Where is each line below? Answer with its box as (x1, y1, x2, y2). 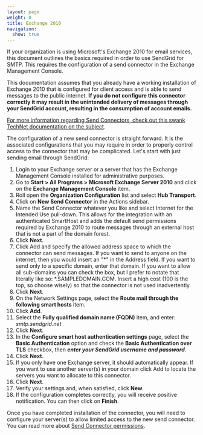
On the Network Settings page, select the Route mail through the (15, 294, 179, 302)
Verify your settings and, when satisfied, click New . (15, 385, 144, 392)
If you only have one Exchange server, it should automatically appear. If (15, 359, 194, 367)
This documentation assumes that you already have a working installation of (7, 79, 196, 87)
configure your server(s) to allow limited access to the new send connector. (7, 416, 195, 423)
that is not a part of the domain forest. (15, 230, 111, 237)
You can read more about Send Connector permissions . (7, 422, 146, 430)
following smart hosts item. (15, 301, 86, 308)
